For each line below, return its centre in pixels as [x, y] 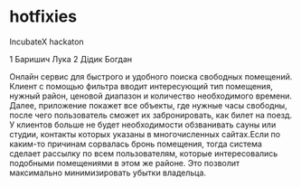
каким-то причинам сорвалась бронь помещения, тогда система [136, 144]
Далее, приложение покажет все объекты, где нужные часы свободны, [148, 105]
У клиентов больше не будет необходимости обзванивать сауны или [143, 125]
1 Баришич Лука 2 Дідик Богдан [71, 59]
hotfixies [43, 17]
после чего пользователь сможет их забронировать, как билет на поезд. [151, 115]
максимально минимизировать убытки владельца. [108, 173]
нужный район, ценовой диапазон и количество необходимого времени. [150, 96]
